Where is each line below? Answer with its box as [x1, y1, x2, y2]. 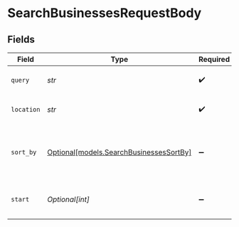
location [11, 105, 41, 113]
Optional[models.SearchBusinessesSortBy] [47, 147, 192, 157]
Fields [7, 33, 36, 46]
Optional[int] [47, 194, 90, 204]
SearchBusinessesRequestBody [7, 5, 202, 21]
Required [198, 55, 230, 64]
